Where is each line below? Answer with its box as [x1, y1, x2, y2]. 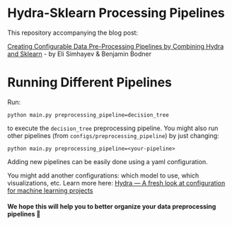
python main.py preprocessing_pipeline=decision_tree [7, 111, 170, 118]
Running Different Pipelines [7, 74, 172, 91]
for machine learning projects [7, 186, 93, 195]
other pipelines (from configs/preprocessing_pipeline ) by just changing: [7, 131, 219, 139]
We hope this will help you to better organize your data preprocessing [7, 202, 216, 211]
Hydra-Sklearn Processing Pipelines [7, 5, 225, 21]
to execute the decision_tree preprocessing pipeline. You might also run [7, 124, 219, 132]
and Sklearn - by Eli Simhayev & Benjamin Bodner [7, 50, 152, 58]
